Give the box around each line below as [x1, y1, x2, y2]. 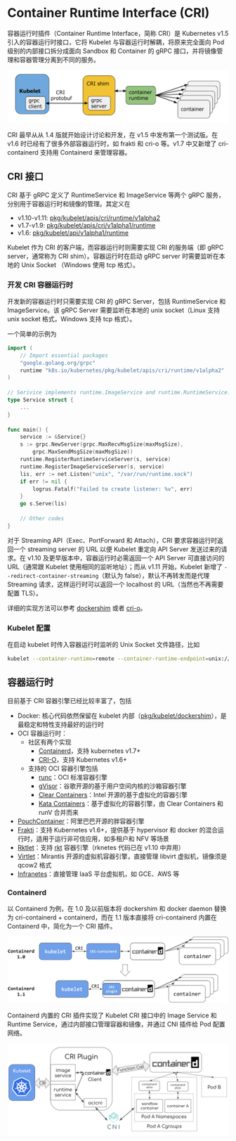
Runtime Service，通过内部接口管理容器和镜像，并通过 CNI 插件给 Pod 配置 [7, 1020, 226, 1029]
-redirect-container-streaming [7, 572, 99, 579]
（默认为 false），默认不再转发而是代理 [98, 571, 210, 579]
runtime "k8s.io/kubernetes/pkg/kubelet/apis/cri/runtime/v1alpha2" [20, 367, 225, 374]
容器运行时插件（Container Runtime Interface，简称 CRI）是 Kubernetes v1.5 [7, 29, 229, 37]
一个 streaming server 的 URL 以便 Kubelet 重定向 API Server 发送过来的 [13, 545, 221, 553]
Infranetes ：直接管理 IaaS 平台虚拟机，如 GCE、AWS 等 [17, 870, 180, 878]
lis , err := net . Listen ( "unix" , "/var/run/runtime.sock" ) [20, 470, 193, 477]
